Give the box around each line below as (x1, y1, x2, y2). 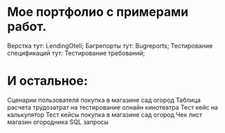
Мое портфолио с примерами (7, 4, 189, 20)
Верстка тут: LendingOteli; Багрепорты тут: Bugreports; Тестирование (7, 41, 213, 50)
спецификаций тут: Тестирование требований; (7, 49, 145, 57)
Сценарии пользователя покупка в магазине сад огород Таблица (7, 96, 201, 104)
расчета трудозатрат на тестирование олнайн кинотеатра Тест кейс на (7, 103, 218, 111)
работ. (7, 19, 47, 34)
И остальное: (7, 73, 88, 89)
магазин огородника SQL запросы (7, 118, 109, 126)
